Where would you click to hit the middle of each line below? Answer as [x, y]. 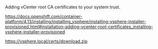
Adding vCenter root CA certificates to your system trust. [63, 7]
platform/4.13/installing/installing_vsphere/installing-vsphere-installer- [76, 22]
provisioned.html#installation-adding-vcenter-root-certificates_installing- [79, 27]
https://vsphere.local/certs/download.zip [46, 41]
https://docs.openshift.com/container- [44, 16]
